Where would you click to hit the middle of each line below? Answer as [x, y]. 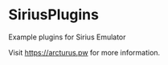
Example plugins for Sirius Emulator [67, 37]
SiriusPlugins [53, 15]
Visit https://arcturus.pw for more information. [84, 52]
